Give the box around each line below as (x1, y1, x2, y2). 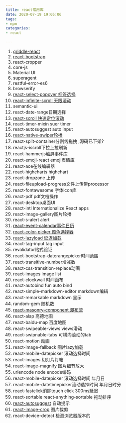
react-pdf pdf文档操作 (12, 194, 59, 199)
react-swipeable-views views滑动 (12, 325, 83, 331)
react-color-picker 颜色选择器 (12, 229, 74, 234)
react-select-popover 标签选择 (12, 92, 76, 97)
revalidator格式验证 (12, 247, 53, 252)
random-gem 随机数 (12, 301, 54, 307)
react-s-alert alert (12, 217, 50, 222)
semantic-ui (12, 103, 38, 109)
